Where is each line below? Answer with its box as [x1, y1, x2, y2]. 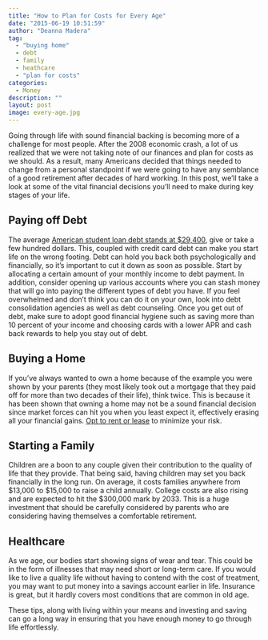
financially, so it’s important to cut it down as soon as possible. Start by [8, 260, 242, 269]
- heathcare [15, 64, 56, 72]
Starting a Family [8, 439, 95, 453]
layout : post [8, 101, 52, 109]
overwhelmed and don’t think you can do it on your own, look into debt [8, 294, 242, 304]
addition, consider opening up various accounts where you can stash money [8, 277, 261, 287]
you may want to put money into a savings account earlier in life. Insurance [8, 581, 256, 591]
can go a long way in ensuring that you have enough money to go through [8, 614, 252, 624]
